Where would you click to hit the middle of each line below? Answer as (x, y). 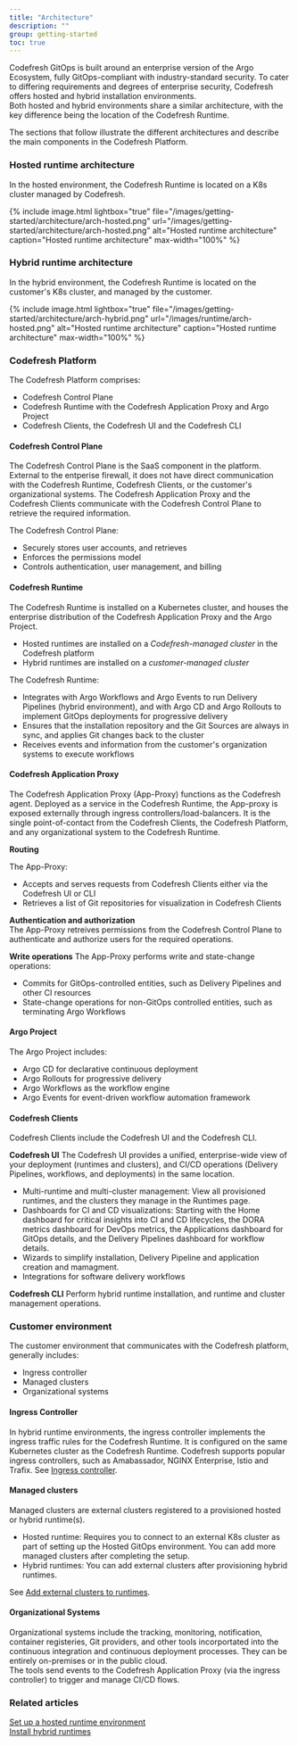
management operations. (55, 1303)
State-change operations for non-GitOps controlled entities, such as (147, 1002)
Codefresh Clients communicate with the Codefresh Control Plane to (135, 504)
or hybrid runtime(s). (47, 1519)
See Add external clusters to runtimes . (79, 1592)
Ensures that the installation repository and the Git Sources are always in (156, 725)
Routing (24, 849)
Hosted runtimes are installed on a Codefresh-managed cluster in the (150, 643)
